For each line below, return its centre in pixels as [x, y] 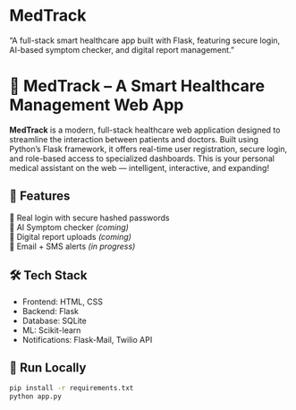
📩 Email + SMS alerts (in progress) [72, 246]
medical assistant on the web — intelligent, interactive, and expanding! [140, 167]
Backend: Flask [50, 311]
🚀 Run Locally [48, 367]
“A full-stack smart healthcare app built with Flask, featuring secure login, [145, 40]
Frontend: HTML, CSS [62, 302]
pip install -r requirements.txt [72, 389]
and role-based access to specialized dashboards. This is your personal [142, 158]
